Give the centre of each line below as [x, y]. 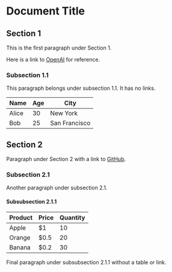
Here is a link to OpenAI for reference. [53, 59]
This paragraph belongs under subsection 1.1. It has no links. [81, 88]
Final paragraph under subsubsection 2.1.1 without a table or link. [86, 262]
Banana [20, 247]
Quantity [72, 217]
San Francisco [70, 123]
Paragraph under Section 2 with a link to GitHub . [66, 159]
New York [64, 113]
